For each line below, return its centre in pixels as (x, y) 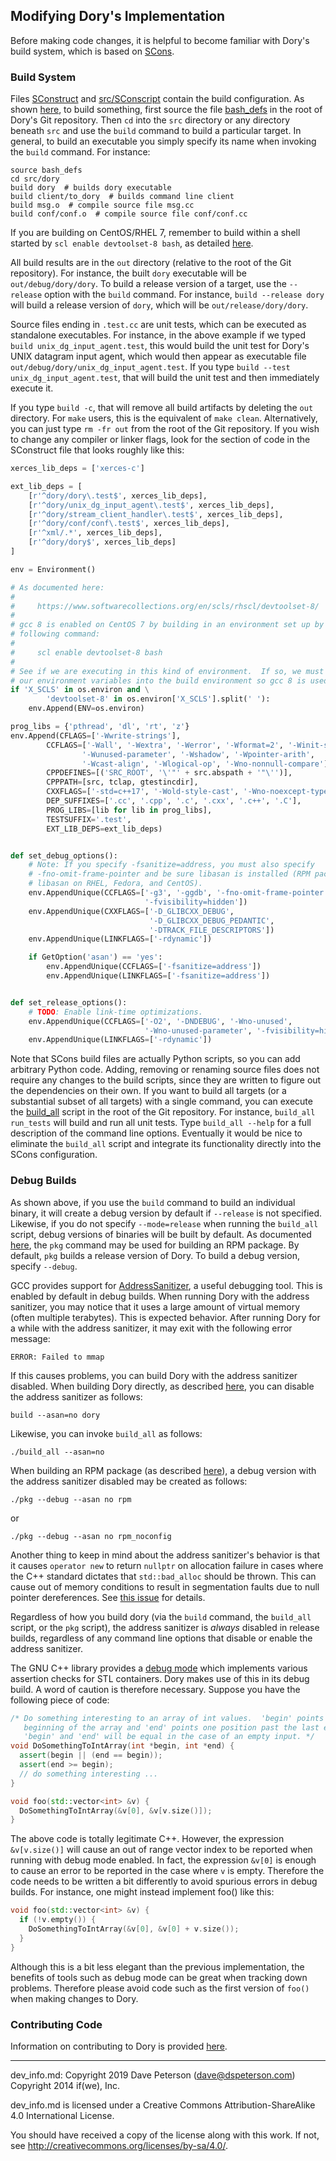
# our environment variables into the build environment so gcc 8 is (158, 680)
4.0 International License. (62, 2115)
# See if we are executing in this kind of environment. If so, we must (167, 671)
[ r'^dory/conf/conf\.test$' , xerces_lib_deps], (129, 524)
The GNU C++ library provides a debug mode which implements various (159, 1668)
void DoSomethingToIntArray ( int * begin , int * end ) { (122, 1746)
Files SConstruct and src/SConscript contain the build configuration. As (157, 99)
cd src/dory (35, 179)
